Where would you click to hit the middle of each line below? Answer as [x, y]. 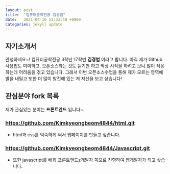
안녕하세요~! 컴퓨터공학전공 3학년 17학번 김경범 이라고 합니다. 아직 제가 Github [84, 60]
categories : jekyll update [34, 24]
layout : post [19, 10]
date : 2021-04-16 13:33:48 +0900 [43, 19]
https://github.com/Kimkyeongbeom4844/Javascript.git [78, 148]
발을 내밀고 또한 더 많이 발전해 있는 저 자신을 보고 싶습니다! [64, 79]
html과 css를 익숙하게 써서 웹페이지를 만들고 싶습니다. [67, 135]
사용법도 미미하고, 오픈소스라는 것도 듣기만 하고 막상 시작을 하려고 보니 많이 [80, 66]
